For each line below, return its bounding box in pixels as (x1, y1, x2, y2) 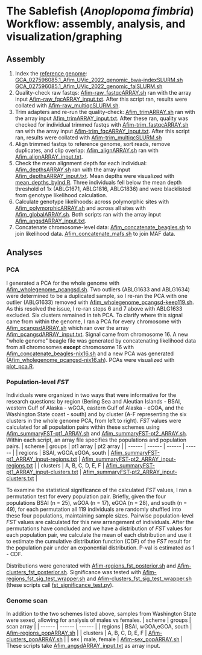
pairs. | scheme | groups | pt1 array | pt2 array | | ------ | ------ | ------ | (6, 442, 185, 450)
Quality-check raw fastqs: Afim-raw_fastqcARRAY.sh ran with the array (14, 89, 192, 96)
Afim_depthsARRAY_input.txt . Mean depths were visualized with (14, 172, 175, 179)
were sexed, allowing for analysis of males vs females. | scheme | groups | (6, 616, 191, 624)
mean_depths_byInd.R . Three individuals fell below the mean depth (14, 179, 182, 186)
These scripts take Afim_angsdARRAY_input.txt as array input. (6, 642, 161, 650)
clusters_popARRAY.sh (6, 636, 63, 643)
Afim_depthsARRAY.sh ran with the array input (14, 166, 131, 173)
